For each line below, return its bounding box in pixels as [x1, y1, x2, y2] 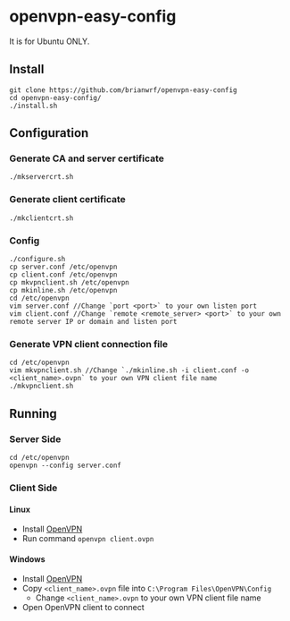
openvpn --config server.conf [9, 461, 122, 471]
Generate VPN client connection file [9, 337, 168, 350]
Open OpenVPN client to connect [21, 602, 145, 613]
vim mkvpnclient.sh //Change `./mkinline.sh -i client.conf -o [9, 366, 250, 375]
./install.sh [9, 101, 58, 110]
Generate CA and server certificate [9, 152, 165, 165]
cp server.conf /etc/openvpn [9, 262, 118, 272]
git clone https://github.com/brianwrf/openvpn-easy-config [9, 85, 238, 95]
